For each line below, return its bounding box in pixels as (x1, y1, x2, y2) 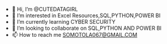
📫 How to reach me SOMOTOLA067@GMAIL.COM (11, 32, 138, 38)
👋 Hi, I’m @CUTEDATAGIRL (11, 6, 78, 12)
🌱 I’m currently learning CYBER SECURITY (11, 18, 116, 25)
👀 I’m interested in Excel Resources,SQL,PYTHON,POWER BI (11, 12, 161, 19)
